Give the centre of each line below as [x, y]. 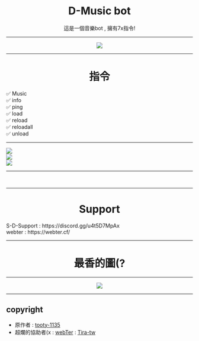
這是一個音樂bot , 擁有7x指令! [99, 28]
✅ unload [17, 133]
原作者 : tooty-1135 [37, 324]
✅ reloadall [20, 127]
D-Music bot [99, 11]
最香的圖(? [99, 263]
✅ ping [15, 107]
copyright [25, 310]
